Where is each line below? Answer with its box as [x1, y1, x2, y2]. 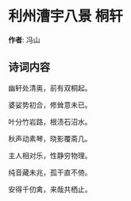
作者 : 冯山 [8, 35, 40, 44]
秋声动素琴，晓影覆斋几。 [8, 133, 92, 143]
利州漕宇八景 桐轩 [8, 7, 123, 25]
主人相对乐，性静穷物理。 [8, 150, 92, 160]
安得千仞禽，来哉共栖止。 [8, 184, 92, 194]
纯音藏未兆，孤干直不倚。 [8, 168, 92, 177]
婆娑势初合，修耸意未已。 [8, 100, 92, 110]
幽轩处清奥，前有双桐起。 [8, 83, 92, 92]
